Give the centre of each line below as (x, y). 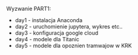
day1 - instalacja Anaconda (49, 20)
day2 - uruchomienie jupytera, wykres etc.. (69, 27)
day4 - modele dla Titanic (47, 39)
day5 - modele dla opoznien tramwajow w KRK (73, 45)
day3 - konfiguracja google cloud (57, 33)
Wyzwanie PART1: (29, 9)
